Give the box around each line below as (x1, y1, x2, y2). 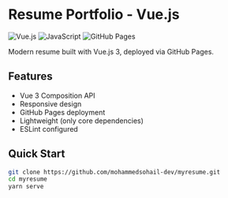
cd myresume (8, 175, 47, 183)
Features (8, 69, 53, 84)
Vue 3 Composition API (19, 91, 95, 100)
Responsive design (19, 99, 82, 108)
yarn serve (8, 183, 44, 191)
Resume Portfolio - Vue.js (8, 6, 180, 24)
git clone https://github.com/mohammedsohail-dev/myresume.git (8, 168, 221, 176)
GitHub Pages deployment (19, 107, 106, 117)
